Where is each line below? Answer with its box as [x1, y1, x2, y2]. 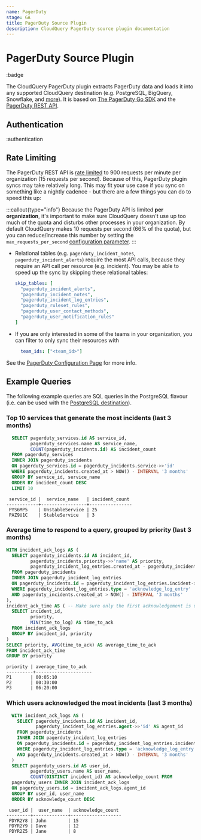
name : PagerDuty [6, 8, 47, 15]
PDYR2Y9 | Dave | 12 [8, 823, 79, 829]
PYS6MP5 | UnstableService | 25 [8, 507, 98, 513]
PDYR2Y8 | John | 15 [8, 818, 79, 824]
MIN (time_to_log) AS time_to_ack [30, 619, 114, 625]
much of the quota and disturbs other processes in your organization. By [6, 219, 185, 226]
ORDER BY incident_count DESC [11, 479, 87, 485]
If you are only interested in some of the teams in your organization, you [14, 330, 193, 337]
